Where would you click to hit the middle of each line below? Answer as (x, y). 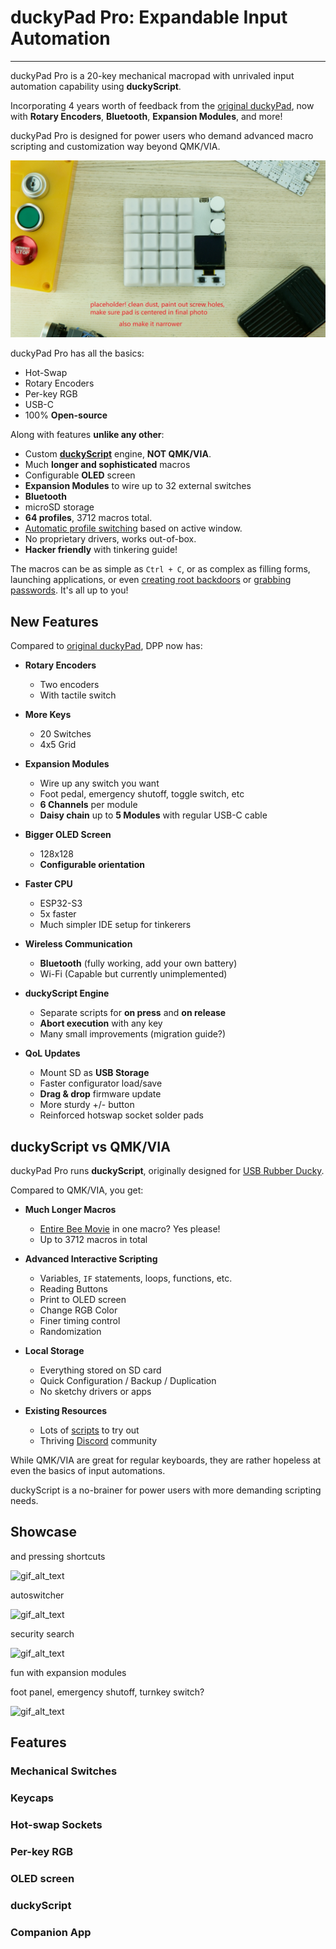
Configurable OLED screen (80, 475)
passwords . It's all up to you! (69, 590)
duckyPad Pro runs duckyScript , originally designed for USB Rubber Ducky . (167, 1171)
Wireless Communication (78, 944)
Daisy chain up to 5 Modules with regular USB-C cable (153, 815)
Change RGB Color (78, 1310)
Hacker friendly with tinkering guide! (101, 550)
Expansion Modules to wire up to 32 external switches (138, 486)
